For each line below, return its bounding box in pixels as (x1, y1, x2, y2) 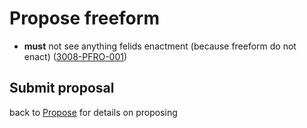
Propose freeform (9, 7, 160, 30)
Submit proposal (9, 80, 115, 97)
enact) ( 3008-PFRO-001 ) (23, 50, 128, 62)
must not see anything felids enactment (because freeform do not (23, 40, 297, 52)
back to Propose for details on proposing (9, 106, 178, 118)
